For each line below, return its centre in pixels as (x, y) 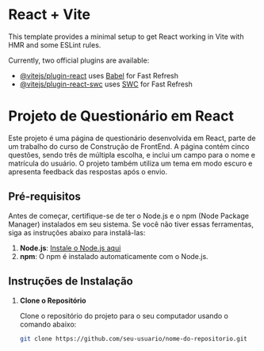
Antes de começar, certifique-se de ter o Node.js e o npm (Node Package (129, 216)
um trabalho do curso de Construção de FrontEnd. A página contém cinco (129, 146)
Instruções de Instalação (71, 282)
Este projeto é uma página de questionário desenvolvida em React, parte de (132, 138)
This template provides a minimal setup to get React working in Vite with (126, 36)
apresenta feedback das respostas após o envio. (88, 171)
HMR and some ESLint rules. (55, 44)
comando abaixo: (48, 324)
